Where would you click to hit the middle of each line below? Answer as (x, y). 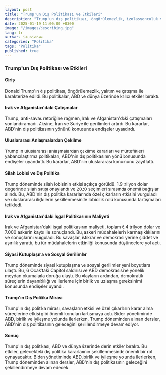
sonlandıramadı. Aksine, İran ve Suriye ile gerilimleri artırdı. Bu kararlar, (77, 123)
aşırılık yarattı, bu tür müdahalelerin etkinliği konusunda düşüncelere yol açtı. (83, 243)
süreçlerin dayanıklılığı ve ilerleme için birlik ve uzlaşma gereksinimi (74, 281)
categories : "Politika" (30, 42)
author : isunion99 (24, 37)
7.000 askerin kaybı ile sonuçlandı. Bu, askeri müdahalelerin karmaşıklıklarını (83, 232)
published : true (22, 51)
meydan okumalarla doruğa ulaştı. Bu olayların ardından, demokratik (74, 276)
